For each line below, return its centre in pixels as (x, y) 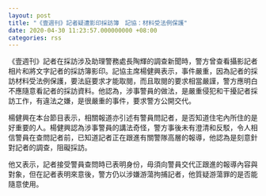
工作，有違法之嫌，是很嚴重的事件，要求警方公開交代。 (105, 101)
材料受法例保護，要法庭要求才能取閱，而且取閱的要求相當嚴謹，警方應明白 (136, 81)
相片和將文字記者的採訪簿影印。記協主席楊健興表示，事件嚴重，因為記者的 (129, 71)
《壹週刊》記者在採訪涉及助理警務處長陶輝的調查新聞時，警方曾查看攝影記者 (133, 61)
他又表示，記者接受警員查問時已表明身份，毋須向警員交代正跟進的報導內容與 (133, 164)
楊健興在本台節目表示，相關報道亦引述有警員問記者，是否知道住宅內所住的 (129, 118)
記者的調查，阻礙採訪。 (53, 148)
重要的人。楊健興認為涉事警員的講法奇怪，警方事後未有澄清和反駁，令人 (133, 128)
